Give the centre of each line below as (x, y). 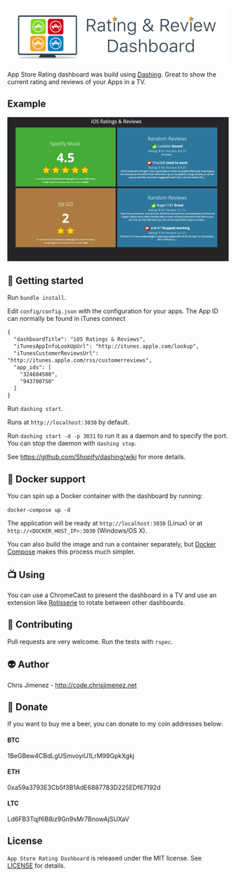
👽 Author (28, 665)
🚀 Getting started (46, 281)
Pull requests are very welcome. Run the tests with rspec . (90, 641)
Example (27, 104)
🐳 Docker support (46, 479)
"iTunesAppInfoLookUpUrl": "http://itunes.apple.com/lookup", (106, 346)
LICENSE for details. (37, 865)
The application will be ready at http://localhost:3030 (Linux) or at (105, 523)
